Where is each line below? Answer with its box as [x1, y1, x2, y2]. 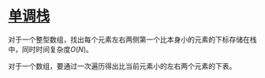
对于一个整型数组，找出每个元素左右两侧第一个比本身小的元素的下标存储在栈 [8, 35, 257, 44]
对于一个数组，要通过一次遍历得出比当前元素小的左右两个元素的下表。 [8, 61, 237, 71]
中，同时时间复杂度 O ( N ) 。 [8, 44, 93, 54]
